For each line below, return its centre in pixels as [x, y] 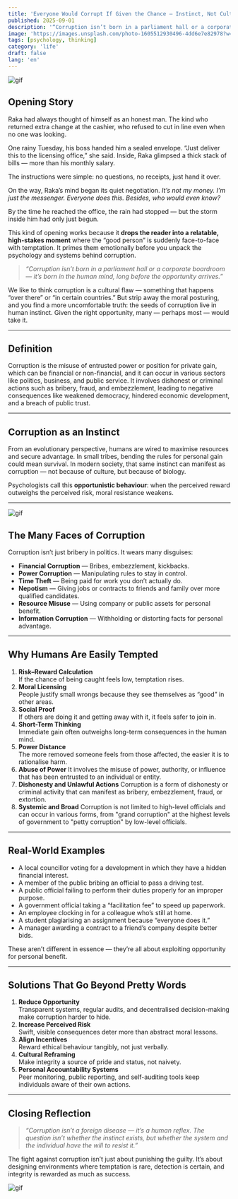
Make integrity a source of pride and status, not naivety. [100, 1062]
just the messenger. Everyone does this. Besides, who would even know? [114, 198]
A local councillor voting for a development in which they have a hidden [122, 867]
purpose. [31, 897]
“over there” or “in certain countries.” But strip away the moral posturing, [114, 297]
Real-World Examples [56, 851]
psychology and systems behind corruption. [72, 255]
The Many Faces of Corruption [77, 535]
